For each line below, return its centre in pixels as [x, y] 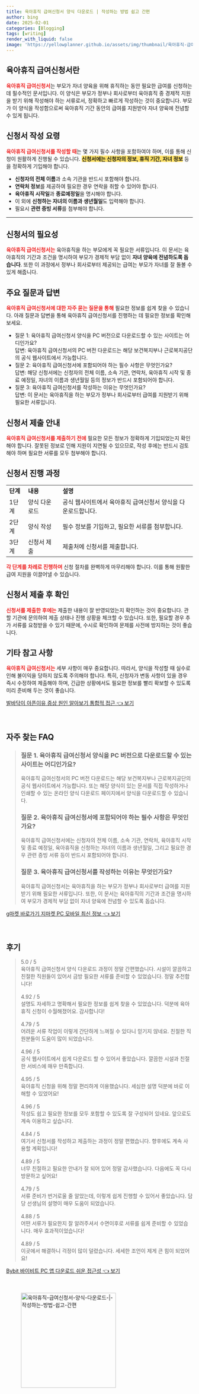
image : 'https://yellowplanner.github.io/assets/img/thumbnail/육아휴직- [97, 45]
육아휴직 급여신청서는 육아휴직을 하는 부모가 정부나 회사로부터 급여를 [100, 886]
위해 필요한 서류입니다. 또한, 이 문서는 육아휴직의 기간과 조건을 [104, 893]
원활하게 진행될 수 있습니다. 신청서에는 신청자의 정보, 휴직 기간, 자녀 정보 [100, 158]
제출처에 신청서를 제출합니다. [100, 547]
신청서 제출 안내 [33, 423]
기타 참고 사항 [30, 652]
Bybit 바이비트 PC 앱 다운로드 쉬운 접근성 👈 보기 [63, 1271]
